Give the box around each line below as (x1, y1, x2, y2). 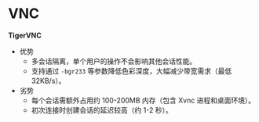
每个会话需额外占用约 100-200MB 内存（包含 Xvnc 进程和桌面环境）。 (31, 95, 256, 105)
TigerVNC (8, 30, 42, 40)
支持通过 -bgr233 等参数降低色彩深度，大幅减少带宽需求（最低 (31, 66, 232, 75)
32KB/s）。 (31, 76, 66, 85)
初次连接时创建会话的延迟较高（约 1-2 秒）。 (31, 105, 173, 114)
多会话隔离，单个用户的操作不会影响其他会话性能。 (31, 56, 197, 66)
